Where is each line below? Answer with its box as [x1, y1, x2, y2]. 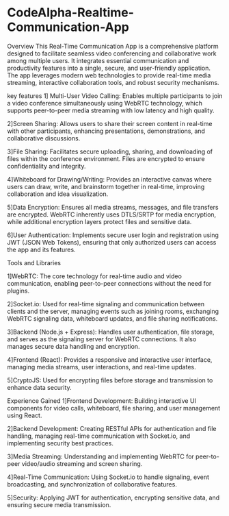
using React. [7, 411, 42, 419]
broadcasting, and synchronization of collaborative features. [7, 480, 178, 488]
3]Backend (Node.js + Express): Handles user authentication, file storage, [7, 328, 215, 336]
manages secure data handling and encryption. [7, 342, 140, 350]
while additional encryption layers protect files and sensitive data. [7, 217, 192, 225]
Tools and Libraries [7, 258, 62, 267]
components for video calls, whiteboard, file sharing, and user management [7, 404, 221, 412]
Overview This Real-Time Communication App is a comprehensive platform [7, 42, 219, 50]
